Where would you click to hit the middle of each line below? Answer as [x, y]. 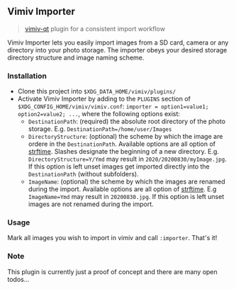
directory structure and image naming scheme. [76, 57]
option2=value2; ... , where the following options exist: [99, 114]
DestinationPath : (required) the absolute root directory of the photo [127, 121]
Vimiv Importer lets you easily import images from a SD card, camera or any [118, 42]
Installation [27, 76]
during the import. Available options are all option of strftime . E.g [122, 189]
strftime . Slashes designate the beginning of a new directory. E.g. [124, 152]
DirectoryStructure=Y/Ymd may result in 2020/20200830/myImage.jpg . [127, 159]
